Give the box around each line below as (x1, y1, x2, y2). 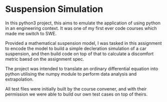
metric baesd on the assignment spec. (5, 56, 84, 62)
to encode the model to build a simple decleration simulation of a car (5, 45, 146, 51)
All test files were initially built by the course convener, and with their (5, 86, 147, 92)
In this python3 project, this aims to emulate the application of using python (5, 20, 161, 26)
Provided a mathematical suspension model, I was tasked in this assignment (5, 40, 162, 46)
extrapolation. (5, 76, 34, 82)
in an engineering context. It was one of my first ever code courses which (5, 25, 157, 31)
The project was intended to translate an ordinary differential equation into (5, 66, 158, 72)
